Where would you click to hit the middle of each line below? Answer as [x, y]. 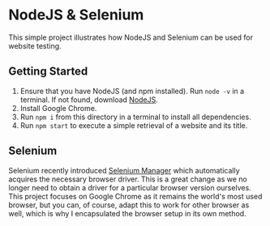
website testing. [35, 45]
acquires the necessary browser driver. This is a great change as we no [128, 179]
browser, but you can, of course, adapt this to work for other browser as [129, 205]
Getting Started [48, 72]
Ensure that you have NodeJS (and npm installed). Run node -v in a [132, 91]
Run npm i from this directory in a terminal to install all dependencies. [135, 117]
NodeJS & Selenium [76, 15]
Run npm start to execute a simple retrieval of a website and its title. [134, 125]
